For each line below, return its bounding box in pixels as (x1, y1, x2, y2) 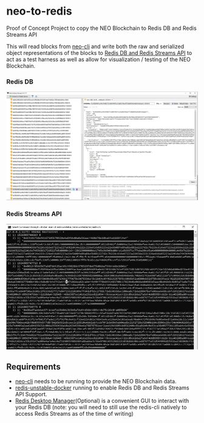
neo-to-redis (6, 4, 72, 18)
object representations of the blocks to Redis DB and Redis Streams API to (6, 49, 192, 56)
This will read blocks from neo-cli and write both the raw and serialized (6, 43, 185, 50)
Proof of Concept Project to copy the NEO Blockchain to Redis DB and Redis (6, 24, 197, 32)
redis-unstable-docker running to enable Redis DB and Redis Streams (15, 384, 189, 391)
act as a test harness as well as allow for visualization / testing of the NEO (6, 55, 191, 63)
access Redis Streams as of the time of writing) (15, 410, 134, 418)
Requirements (6, 361, 61, 372)
